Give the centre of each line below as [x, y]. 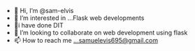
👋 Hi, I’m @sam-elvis [44, 11]
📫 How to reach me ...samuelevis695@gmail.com [86, 40]
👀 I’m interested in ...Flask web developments [79, 18]
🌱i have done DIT [39, 25]
